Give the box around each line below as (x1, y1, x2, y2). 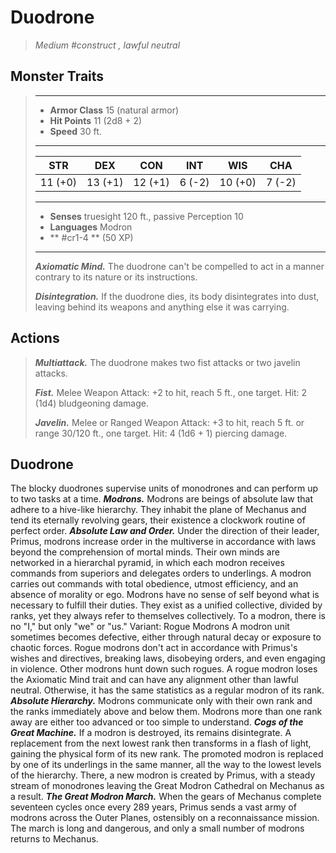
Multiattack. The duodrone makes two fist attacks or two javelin (34, 356, 301, 368)
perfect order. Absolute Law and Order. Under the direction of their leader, (10, 525, 320, 537)
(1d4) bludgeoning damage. (34, 397, 150, 409)
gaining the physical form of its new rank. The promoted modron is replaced (10, 748, 324, 760)
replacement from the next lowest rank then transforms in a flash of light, (10, 737, 312, 750)
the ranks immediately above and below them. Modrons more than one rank (10, 706, 323, 718)
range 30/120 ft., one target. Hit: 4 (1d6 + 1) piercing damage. (34, 427, 288, 439)
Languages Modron (49, 221, 133, 233)
